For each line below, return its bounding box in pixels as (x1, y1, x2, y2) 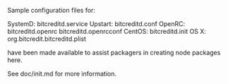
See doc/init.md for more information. (7, 70, 116, 78)
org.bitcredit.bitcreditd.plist (7, 35, 87, 43)
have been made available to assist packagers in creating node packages (7, 49, 221, 56)
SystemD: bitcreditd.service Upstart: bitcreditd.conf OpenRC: (7, 20, 186, 28)
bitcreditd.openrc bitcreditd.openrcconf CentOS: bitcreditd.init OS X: (7, 28, 207, 35)
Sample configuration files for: (7, 6, 95, 14)
